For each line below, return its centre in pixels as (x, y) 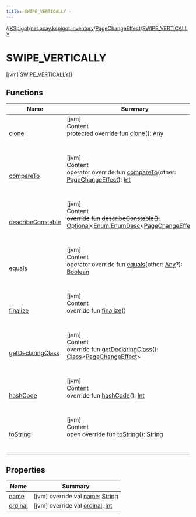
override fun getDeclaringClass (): (113, 350)
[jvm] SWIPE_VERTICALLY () (39, 74)
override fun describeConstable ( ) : (113, 218)
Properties (26, 470)
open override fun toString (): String (115, 434)
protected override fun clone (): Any (115, 133)
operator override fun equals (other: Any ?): (125, 265)
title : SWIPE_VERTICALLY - (39, 11)
